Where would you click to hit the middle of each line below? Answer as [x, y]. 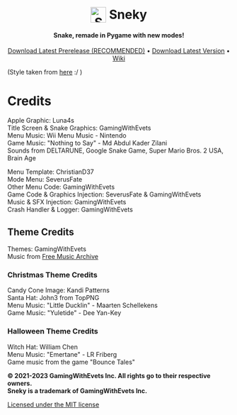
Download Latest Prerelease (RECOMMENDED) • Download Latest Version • [119, 51]
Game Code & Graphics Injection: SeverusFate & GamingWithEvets [104, 194]
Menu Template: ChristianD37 [51, 172]
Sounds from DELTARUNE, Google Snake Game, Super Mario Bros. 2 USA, [116, 150]
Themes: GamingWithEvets [47, 249]
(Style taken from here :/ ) [45, 72]
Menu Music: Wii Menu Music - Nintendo [67, 135]
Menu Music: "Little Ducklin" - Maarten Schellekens [82, 305]
